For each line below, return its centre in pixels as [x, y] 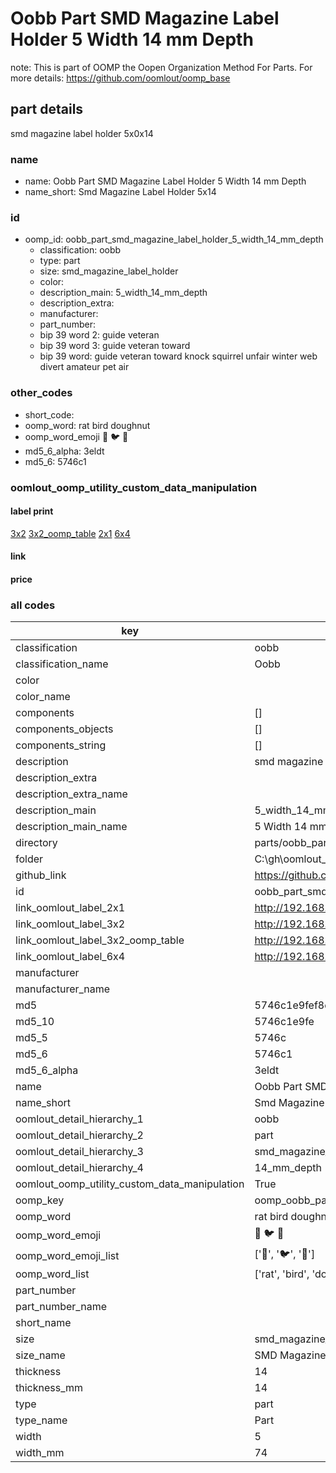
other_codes [41, 393]
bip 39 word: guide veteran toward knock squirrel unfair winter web [178, 356]
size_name [40, 1355]
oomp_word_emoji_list [67, 1255]
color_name [43, 697]
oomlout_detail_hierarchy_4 [79, 1168]
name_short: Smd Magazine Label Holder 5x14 [120, 192]
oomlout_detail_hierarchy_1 [79, 1119]
